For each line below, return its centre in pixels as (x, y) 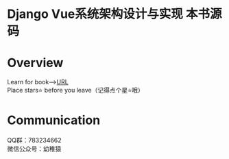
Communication (54, 120)
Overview (35, 63)
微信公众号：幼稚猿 (34, 149)
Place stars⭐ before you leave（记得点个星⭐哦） (75, 90)
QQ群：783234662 (34, 140)
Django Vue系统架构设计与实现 (95, 14)
